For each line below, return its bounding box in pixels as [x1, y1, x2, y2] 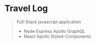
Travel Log [4, 3, 48, 14]
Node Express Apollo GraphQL [23, 28, 86, 34]
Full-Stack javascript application [16, 19, 81, 25]
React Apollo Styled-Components [23, 33, 91, 39]
